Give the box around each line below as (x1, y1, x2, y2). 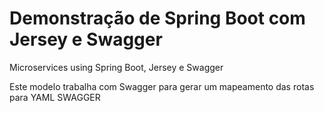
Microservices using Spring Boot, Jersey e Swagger (9, 61, 224, 73)
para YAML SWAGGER (9, 91, 101, 103)
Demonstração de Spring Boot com (9, 7, 306, 30)
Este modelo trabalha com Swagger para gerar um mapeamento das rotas (9, 80, 315, 92)
